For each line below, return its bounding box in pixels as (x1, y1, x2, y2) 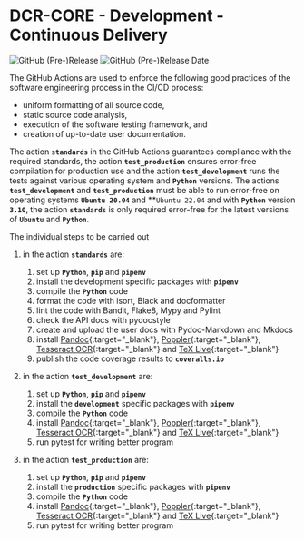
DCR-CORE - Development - (9, 5, 224, 26)
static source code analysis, (22, 109, 128, 120)
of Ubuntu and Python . (9, 213, 90, 224)
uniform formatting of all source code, (22, 99, 165, 110)
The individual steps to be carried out (9, 231, 150, 241)
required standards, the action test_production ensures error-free (9, 155, 257, 166)
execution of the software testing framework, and (22, 119, 208, 130)
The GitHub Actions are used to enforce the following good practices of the (9, 72, 291, 83)
